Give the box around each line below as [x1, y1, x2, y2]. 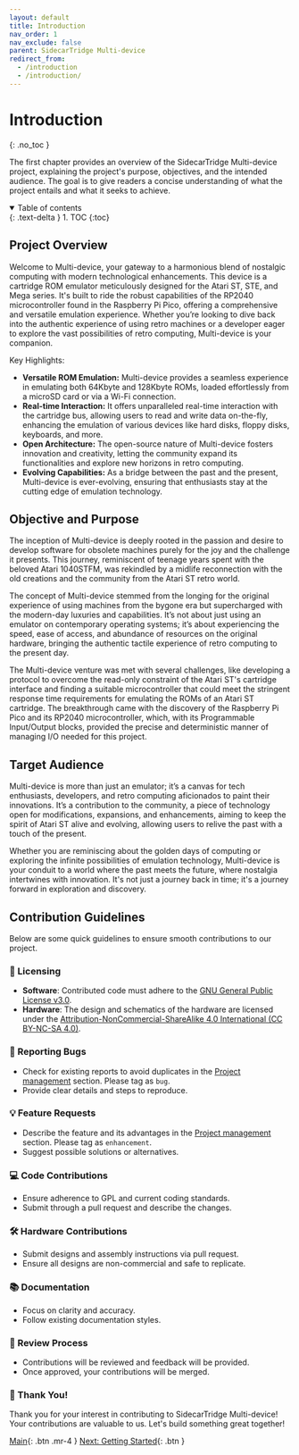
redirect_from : [9, 54, 66, 63]
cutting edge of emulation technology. [21, 486, 163, 497]
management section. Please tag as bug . [21, 1075, 170, 1086]
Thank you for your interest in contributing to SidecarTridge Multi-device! [9, 1409, 278, 1420]
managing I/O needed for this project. [9, 732, 147, 742]
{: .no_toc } [9, 139, 50, 150]
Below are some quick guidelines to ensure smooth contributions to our [9, 932, 272, 943]
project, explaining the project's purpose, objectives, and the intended [9, 166, 268, 177]
